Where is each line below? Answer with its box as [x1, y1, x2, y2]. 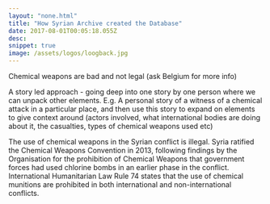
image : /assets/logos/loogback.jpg [8, 49, 129, 57]
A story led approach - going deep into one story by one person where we [8, 87, 256, 97]
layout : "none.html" [8, 11, 78, 20]
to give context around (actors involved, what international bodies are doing [8, 113, 261, 122]
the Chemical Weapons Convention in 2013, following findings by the [8, 146, 238, 155]
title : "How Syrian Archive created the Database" [8, 19, 183, 27]
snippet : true [8, 42, 57, 50]
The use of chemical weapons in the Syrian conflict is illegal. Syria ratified [8, 137, 255, 146]
